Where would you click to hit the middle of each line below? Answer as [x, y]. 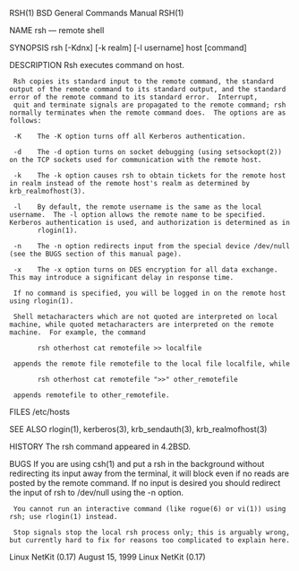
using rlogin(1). [42, 301]
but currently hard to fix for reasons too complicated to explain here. [150, 541]
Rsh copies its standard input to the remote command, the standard [144, 82]
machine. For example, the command [77, 333]
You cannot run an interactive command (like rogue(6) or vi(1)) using [149, 509]
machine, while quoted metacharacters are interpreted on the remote [142, 324]
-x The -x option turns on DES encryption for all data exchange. [145, 270]
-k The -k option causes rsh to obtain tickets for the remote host [149, 176]
